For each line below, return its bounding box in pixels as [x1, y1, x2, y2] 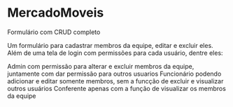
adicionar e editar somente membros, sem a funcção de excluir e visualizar [7, 76, 224, 85]
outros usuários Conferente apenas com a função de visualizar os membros [7, 84, 226, 92]
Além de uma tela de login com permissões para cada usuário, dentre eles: [7, 49, 223, 57]
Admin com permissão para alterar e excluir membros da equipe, [7, 62, 195, 70]
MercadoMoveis [7, 5, 104, 21]
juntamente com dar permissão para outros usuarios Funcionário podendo [7, 69, 222, 78]
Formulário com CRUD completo [7, 28, 101, 36]
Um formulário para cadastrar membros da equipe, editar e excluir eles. [7, 41, 213, 49]
